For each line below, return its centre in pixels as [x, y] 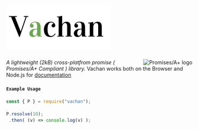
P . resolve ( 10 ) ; [25, 114]
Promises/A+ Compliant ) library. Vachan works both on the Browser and [95, 68]
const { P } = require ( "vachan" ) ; [49, 102]
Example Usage [24, 89]
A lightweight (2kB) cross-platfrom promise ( [61, 62]
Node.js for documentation [39, 75]
